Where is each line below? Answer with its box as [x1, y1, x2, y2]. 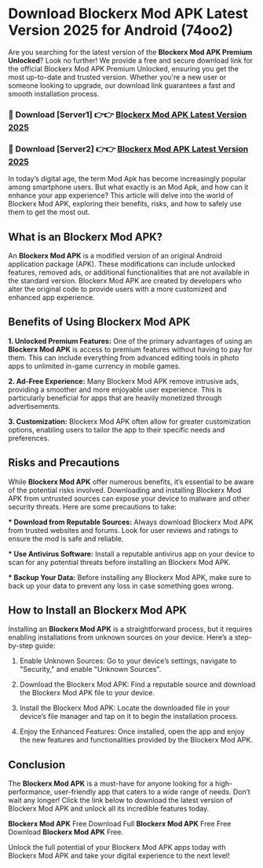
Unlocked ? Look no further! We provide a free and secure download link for [8, 56, 254, 65]
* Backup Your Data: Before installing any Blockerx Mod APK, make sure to [8, 572, 252, 582]
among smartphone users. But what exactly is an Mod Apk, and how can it [8, 182, 249, 192]
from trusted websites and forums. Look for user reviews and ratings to [8, 525, 239, 534]
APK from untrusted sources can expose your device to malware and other [8, 494, 250, 503]
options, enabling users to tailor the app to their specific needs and [8, 425, 225, 434]
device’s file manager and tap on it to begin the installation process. [19, 712, 239, 721]
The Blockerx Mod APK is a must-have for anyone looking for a [8, 779, 214, 789]
